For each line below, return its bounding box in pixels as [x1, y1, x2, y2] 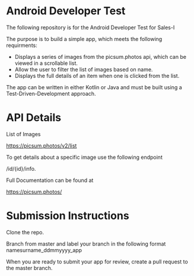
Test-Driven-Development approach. [6, 90, 96, 97]
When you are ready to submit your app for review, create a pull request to [6, 258, 188, 265]
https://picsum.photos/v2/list [6, 142, 77, 149]
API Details [6, 111, 61, 124]
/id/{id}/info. [6, 165, 36, 172]
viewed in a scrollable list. [14, 59, 78, 67]
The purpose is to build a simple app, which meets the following [6, 35, 163, 42]
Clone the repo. [6, 228, 44, 236]
